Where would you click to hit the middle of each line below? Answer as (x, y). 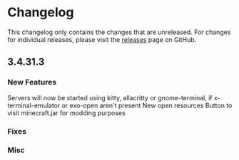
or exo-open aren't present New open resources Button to (147, 105)
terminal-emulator (34, 105)
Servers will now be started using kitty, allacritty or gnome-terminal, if (110, 97)
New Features (32, 82)
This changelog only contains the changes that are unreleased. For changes (119, 32)
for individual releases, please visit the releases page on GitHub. (102, 39)
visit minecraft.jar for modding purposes (67, 113)
